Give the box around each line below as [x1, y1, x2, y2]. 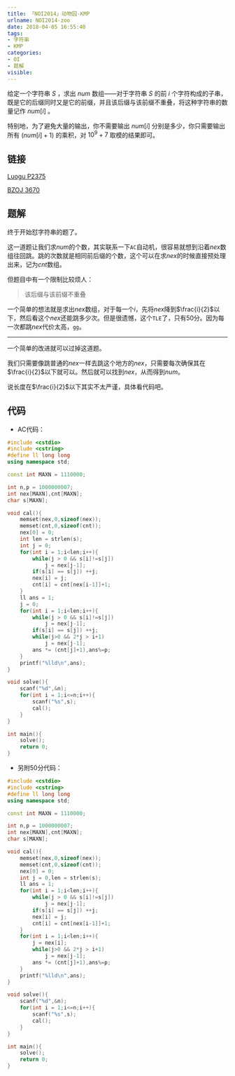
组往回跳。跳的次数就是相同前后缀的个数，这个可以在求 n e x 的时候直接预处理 [7, 251, 226, 260]
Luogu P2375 [7, 172, 46, 180]
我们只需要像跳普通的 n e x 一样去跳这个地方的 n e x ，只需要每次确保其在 [7, 358, 206, 367]
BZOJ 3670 [7, 185, 40, 194]
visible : [7, 69, 33, 76]
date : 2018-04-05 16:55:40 [7, 23, 86, 30]
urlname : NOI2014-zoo [7, 17, 71, 24]
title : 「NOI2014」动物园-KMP [7, 10, 90, 18]
